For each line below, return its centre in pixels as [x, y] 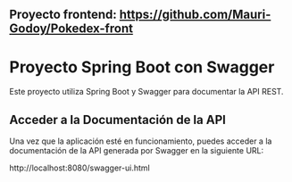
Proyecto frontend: [63, 15]
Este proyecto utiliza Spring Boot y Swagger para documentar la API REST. [146, 92]
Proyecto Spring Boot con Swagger [142, 67]
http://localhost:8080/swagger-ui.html [79, 168]
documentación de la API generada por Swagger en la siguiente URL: [137, 151]
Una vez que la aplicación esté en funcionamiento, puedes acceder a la [141, 141]
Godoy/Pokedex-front [71, 29]
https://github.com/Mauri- [195, 15]
